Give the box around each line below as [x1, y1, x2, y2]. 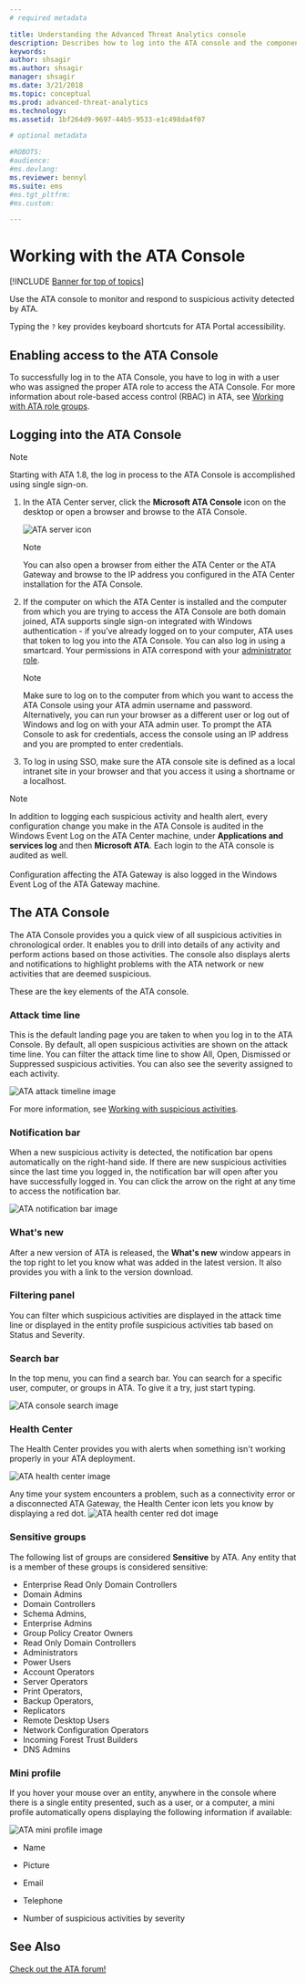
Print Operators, [22, 1686, 84, 1696]
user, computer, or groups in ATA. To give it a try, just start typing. [9, 1383, 257, 1393]
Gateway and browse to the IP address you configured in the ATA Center [22, 569, 296, 579]
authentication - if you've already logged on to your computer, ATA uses [22, 625, 293, 636]
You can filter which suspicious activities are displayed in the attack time [9, 1310, 282, 1320]
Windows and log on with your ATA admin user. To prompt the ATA [22, 718, 272, 730]
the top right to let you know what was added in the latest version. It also [9, 1257, 282, 1268]
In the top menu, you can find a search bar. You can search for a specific [9, 1372, 282, 1383]
